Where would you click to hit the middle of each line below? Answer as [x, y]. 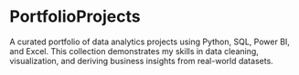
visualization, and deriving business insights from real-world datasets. [142, 61]
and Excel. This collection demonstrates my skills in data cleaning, [134, 51]
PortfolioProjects [75, 17]
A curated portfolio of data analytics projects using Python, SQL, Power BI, [150, 42]
